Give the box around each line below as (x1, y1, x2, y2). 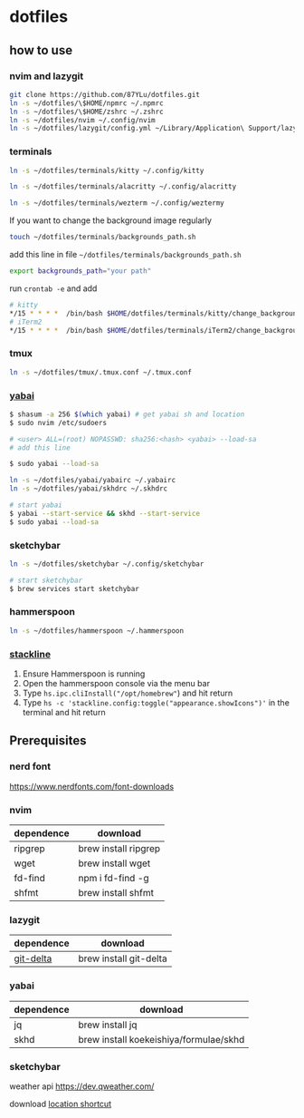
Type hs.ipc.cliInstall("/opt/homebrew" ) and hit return (22, 687, 233, 699)
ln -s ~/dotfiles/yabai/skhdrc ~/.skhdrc (9, 484, 168, 493)
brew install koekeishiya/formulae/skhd (78, 1033, 245, 1045)
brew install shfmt (78, 887, 154, 899)
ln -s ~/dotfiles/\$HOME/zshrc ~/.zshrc (9, 107, 165, 116)
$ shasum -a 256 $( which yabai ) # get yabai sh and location (9, 410, 245, 419)
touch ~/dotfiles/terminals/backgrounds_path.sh (9, 233, 196, 242)
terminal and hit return (22, 707, 106, 718)
